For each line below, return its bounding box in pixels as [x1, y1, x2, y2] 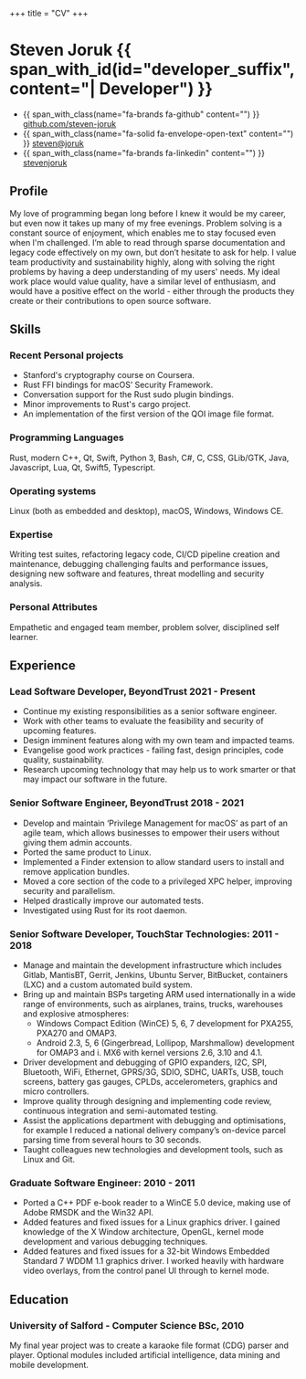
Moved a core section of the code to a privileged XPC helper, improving [22, 876, 292, 887]
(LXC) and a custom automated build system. [22, 979, 194, 990]
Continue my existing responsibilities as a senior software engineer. [22, 706, 277, 717]
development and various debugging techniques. [22, 1237, 208, 1247]
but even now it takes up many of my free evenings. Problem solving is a [9, 217, 283, 228]
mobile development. [9, 1359, 89, 1370]
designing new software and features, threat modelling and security [9, 568, 265, 579]
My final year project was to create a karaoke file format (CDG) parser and [9, 1340, 290, 1351]
